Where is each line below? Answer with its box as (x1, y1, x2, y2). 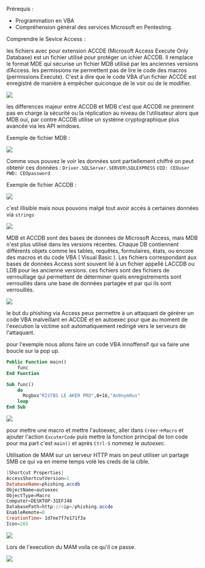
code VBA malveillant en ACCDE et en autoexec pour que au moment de (6, 316, 188, 323)
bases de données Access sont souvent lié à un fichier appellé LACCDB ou (6, 260, 195, 268)
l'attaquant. (6, 329, 35, 336)
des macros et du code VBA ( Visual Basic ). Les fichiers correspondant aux (6, 253, 197, 261)
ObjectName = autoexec (6, 487, 59, 493)
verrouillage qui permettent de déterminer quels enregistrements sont (6, 273, 182, 280)
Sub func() (6, 381, 34, 387)
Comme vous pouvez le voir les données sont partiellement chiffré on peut (6, 158, 194, 164)
